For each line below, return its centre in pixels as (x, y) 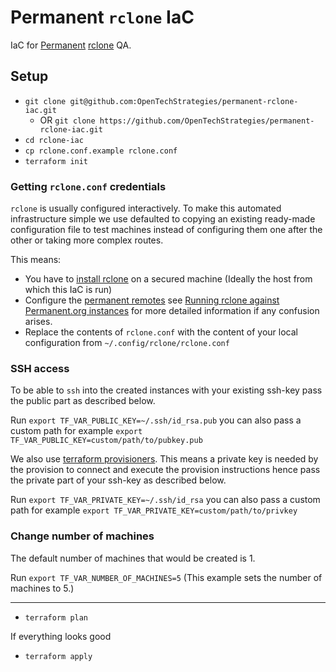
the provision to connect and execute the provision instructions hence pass (165, 470)
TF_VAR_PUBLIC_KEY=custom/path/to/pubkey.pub (106, 441)
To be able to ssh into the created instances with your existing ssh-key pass (166, 390)
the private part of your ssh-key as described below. (118, 480)
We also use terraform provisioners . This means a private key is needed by (164, 459)
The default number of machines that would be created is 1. (133, 558)
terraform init (56, 161)
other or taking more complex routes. (87, 240)
